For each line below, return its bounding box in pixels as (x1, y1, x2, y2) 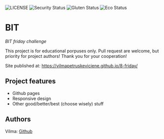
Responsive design (12, 95, 51, 101)
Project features (5, 77, 56, 86)
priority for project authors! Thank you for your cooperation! (5, 53, 127, 59)
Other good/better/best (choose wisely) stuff (12, 100, 104, 106)
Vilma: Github (5, 128, 33, 134)
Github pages (12, 90, 40, 96)
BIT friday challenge (5, 38, 47, 44)
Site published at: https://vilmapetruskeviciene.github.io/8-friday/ (5, 62, 138, 69)
